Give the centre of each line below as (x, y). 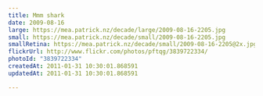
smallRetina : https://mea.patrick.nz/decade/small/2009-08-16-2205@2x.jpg (133, 44)
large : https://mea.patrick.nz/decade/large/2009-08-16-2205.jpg (117, 30)
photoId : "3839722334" (45, 59)
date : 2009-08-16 (36, 23)
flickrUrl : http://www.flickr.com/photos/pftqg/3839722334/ (108, 52)
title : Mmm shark (36, 15)
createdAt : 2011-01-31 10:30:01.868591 (73, 66)
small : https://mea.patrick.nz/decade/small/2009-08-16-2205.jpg (117, 37)
